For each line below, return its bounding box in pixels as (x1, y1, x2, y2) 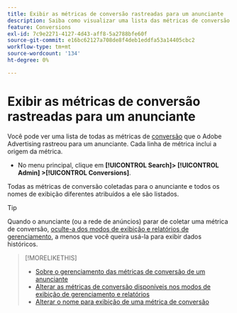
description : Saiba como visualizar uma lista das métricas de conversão (7, 17, 231, 24)
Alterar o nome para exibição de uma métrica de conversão (35, 297, 209, 306)
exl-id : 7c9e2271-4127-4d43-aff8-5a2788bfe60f (7, 30, 148, 38)
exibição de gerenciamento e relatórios (35, 290, 150, 298)
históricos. (7, 239, 38, 248)
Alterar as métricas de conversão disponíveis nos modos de (35, 282, 211, 291)
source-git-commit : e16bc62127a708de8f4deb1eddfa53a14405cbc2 (7, 37, 195, 44)
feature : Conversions (7, 23, 72, 31)
